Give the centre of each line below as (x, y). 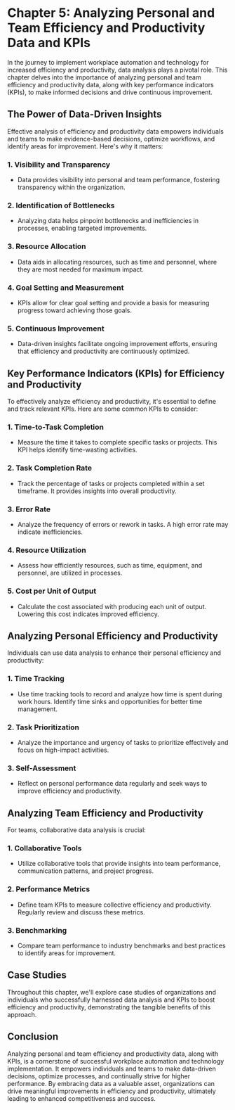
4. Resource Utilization (47, 550)
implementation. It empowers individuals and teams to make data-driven (112, 1068)
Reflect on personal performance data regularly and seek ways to (112, 784)
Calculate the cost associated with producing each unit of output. (112, 606)
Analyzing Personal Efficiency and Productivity (113, 636)
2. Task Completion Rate (50, 468)
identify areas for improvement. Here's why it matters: (85, 146)
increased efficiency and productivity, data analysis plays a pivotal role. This (117, 70)
